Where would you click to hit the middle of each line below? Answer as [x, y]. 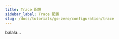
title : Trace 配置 [23, 10]
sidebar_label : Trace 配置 [32, 14]
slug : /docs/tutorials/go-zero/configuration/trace [59, 19]
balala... [13, 33]
